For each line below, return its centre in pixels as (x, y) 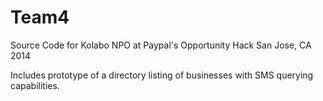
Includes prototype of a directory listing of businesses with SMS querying (162, 75)
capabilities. (35, 85)
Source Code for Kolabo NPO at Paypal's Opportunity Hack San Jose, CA (161, 45)
